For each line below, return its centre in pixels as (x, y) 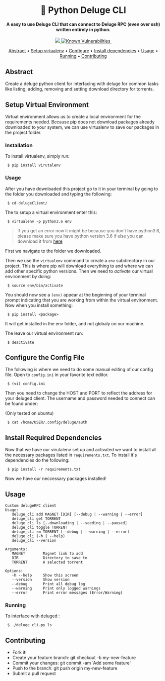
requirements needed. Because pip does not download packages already (80, 122)
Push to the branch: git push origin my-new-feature (65, 668)
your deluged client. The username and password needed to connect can (80, 398)
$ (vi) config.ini (26, 384)
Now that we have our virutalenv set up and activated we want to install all (81, 450)
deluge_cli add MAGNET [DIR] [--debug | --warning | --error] (77, 514)
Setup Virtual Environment (47, 105)
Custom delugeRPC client (31, 506)
